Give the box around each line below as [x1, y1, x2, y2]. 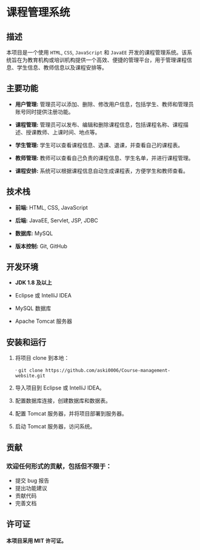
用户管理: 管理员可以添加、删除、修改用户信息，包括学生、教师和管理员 [15, 101, 194, 108]
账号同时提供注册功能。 [15, 108, 74, 115]
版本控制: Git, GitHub [15, 242, 68, 250]
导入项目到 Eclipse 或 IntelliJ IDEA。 [15, 384, 105, 391]
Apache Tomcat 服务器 [15, 317, 73, 325]
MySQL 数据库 [15, 305, 52, 312]
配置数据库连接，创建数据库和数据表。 [15, 397, 111, 405]
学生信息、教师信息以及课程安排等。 [16, 64, 107, 71]
